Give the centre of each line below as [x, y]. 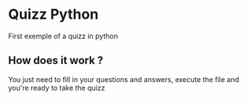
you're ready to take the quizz [57, 87]
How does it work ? [56, 61]
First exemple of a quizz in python [63, 36]
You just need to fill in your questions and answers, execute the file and [124, 79]
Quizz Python [53, 14]
